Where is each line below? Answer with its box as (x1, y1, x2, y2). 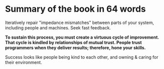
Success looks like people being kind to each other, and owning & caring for (5, 54, 159, 60)
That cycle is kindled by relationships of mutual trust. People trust (5, 39, 142, 45)
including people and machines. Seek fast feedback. (5, 24, 111, 30)
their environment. (5, 59, 43, 65)
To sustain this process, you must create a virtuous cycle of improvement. (5, 34, 159, 40)
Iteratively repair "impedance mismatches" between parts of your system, (5, 20, 154, 25)
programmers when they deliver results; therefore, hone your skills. (5, 45, 146, 50)
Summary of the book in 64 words (5, 3, 146, 15)
